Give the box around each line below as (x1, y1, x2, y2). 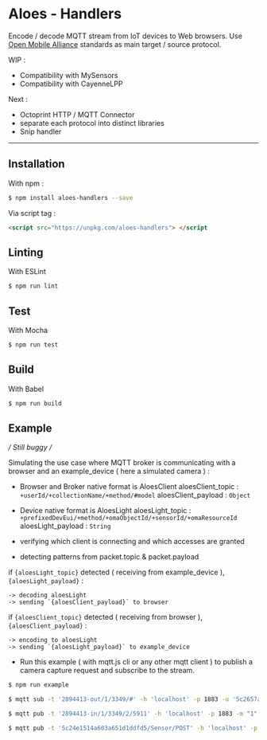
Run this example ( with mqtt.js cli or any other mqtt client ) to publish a (19, 657, 253, 667)
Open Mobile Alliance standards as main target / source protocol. (8, 39, 222, 49)
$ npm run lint (8, 282, 59, 291)
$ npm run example (8, 681, 69, 689)
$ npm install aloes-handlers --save (8, 194, 133, 202)
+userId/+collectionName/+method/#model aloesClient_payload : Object (19, 491, 251, 500)
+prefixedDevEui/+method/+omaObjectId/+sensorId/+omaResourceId (19, 515, 238, 523)
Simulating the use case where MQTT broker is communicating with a (8, 458, 236, 468)
